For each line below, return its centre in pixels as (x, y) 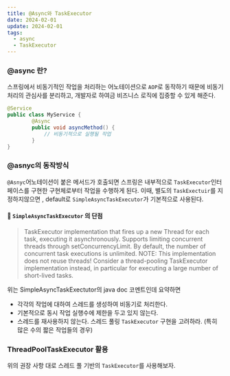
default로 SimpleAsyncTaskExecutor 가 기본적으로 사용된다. (125, 199)
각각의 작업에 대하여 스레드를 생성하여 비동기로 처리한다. (92, 304)
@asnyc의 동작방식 (38, 165)
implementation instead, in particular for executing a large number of (121, 268)
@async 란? (27, 71)
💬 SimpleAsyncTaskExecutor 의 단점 (55, 216)
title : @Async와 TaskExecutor (50, 13)
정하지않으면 (24, 199)
